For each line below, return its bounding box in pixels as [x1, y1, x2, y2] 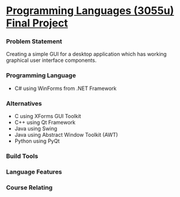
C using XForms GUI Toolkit [14, 113, 81, 120]
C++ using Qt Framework [14, 119, 76, 126]
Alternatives [6, 99, 42, 108]
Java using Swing [14, 125, 57, 132]
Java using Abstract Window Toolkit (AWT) [14, 132, 118, 139]
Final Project [6, 16, 68, 30]
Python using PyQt [14, 137, 60, 144]
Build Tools [6, 152, 39, 160]
